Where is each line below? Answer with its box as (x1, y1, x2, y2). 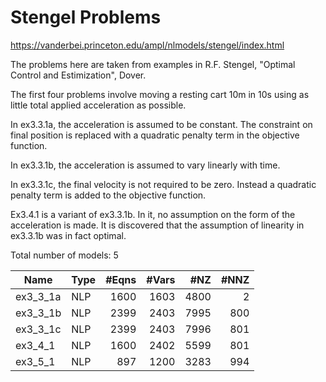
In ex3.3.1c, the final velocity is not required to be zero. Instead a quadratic (10, 178, 317, 190)
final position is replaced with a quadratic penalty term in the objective (10, 129, 300, 141)
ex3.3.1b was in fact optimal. (10, 229, 127, 241)
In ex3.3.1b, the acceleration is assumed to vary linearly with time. (10, 159, 281, 171)
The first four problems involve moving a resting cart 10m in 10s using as (10, 88, 310, 100)
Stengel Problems (10, 6, 162, 29)
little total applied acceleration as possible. (10, 99, 187, 111)
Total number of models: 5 (10, 249, 119, 261)
